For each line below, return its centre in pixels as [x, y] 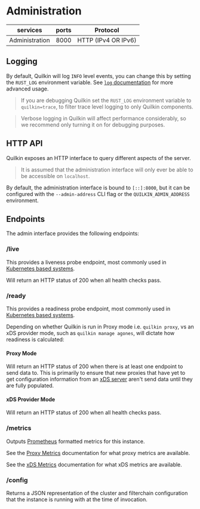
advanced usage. [27, 89]
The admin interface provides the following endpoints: [73, 234]
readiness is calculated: [35, 339]
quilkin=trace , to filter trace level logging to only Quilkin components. [107, 107]
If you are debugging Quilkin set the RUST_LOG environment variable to [106, 100]
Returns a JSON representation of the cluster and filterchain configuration [97, 493]
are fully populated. [30, 385]
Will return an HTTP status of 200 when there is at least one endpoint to [95, 366]
